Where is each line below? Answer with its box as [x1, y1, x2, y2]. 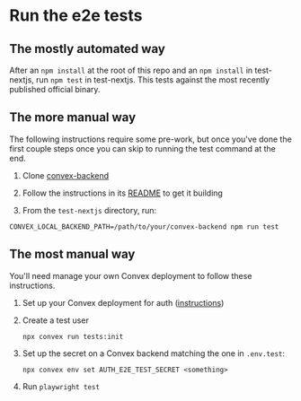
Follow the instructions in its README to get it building [22, 187, 223, 198]
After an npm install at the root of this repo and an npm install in [9, 65, 253, 75]
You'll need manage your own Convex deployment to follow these [9, 270, 252, 281]
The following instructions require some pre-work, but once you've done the [9, 134, 292, 144]
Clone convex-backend [22, 170, 110, 180]
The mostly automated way [9, 41, 166, 57]
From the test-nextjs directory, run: [22, 205, 157, 215]
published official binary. [9, 84, 101, 94]
